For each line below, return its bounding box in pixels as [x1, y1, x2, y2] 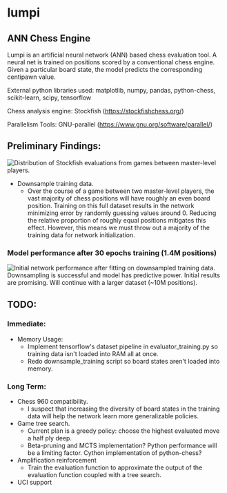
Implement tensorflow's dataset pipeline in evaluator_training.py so [27, 342, 219, 351]
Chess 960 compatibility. [17, 398, 88, 406]
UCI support [17, 478, 52, 487]
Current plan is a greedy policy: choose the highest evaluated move [27, 427, 220, 435]
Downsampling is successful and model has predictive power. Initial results [7, 271, 221, 279]
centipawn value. [7, 73, 57, 81]
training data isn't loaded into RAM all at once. [27, 349, 159, 357]
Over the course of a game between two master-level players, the [27, 187, 215, 195]
